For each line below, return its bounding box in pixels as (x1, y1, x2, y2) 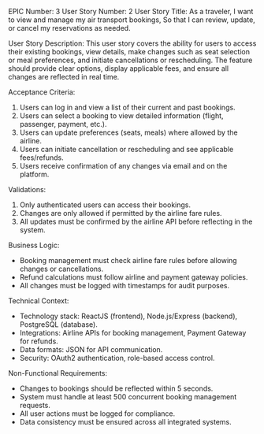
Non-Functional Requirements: (8, 369, 108, 377)
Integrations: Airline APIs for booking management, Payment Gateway (19, 328, 247, 337)
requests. (19, 401, 51, 410)
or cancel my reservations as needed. (8, 24, 132, 32)
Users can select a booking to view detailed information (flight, (19, 111, 224, 121)
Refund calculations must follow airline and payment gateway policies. (19, 273, 248, 282)
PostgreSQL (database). (19, 320, 99, 329)
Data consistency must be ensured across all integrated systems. (19, 417, 232, 426)
